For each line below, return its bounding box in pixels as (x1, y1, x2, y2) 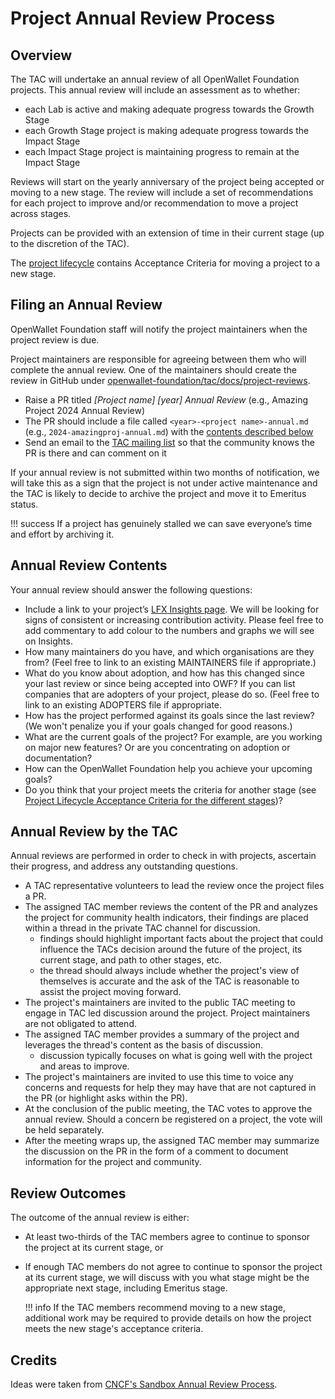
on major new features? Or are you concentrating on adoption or (24, 741, 291, 753)
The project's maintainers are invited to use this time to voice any (24, 1071, 294, 1083)
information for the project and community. (24, 1156, 202, 1168)
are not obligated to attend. (24, 1018, 137, 1030)
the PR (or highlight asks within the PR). (24, 1092, 188, 1104)
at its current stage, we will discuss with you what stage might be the (24, 1272, 310, 1284)
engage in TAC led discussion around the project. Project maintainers (24, 1007, 311, 1019)
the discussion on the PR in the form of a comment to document (24, 1145, 289, 1157)
